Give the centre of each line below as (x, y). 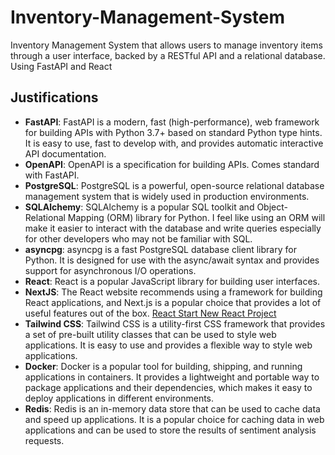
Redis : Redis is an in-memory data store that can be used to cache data (172, 408)
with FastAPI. (52, 175)
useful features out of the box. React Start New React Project (150, 313)
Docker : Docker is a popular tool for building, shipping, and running (163, 366)
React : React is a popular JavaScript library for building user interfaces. (172, 281)
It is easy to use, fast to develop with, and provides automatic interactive (174, 143)
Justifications (54, 97)
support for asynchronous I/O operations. (110, 270)
